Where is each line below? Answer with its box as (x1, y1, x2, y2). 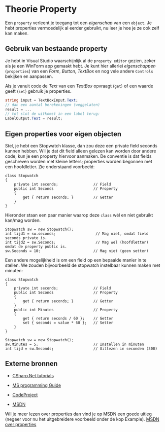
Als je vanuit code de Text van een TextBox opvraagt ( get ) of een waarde (5, 83, 154, 89)
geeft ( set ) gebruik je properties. (5, 88, 71, 94)
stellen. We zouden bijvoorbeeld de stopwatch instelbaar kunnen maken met (5, 262, 161, 268)
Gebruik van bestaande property (5, 44, 107, 53)
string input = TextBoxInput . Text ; (5, 98, 78, 103)
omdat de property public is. (5, 244, 67, 249)
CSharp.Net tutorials (12, 372, 54, 378)
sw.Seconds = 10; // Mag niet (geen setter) (5, 248, 149, 253)
